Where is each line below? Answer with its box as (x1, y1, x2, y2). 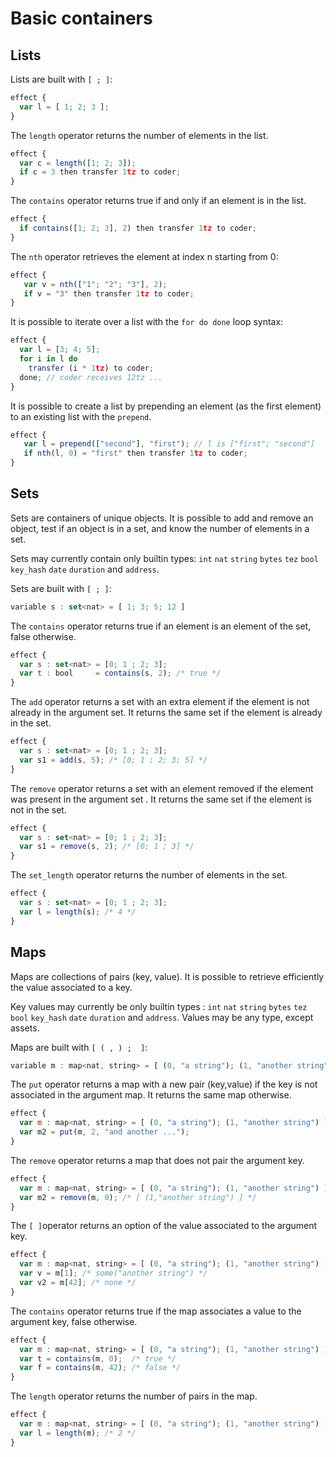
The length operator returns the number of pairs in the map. (10, 1390, 258, 1402)
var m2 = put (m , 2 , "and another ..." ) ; (19, 1127, 190, 1137)
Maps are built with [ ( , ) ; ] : (10, 1041, 148, 1053)
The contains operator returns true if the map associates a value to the (10, 1305, 302, 1317)
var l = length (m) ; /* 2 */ (19, 1428, 137, 1438)
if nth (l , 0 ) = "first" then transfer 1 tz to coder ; (23, 448, 248, 459)
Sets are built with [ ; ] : (10, 582, 112, 594)
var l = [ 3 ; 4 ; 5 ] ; (19, 345, 101, 355)
